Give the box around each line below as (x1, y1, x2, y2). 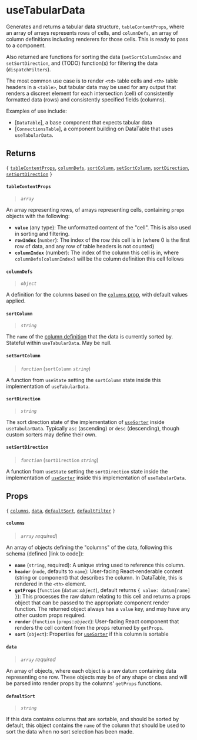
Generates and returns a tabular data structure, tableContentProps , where (6, 23, 185, 30)
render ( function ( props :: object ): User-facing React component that (14, 617, 179, 625)
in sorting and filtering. (14, 230, 70, 237)
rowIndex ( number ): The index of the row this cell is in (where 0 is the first (14, 236, 190, 244)
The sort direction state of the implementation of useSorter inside (6, 418, 165, 425)
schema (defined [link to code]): (6, 550, 84, 557)
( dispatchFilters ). (6, 65, 51, 73)
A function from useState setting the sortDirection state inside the (6, 468, 168, 475)
